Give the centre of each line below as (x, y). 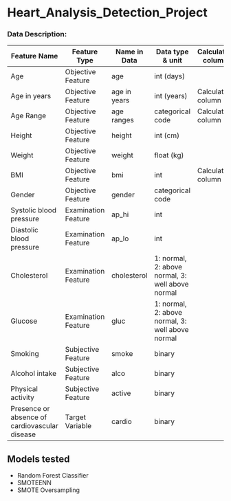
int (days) (170, 76)
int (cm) (167, 135)
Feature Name (34, 56)
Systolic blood (34, 210)
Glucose (24, 321)
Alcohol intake (34, 374)
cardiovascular (34, 426)
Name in (130, 52)
